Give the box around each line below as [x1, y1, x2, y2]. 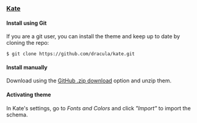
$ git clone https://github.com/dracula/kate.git [6, 51, 135, 57]
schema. [6, 111, 28, 118]
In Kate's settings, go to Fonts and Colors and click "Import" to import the [6, 104, 191, 111]
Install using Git [6, 19, 47, 27]
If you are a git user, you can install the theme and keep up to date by [6, 33, 181, 40]
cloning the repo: [6, 39, 49, 47]
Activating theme [6, 91, 51, 98]
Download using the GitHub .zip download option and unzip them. [6, 77, 172, 84]
